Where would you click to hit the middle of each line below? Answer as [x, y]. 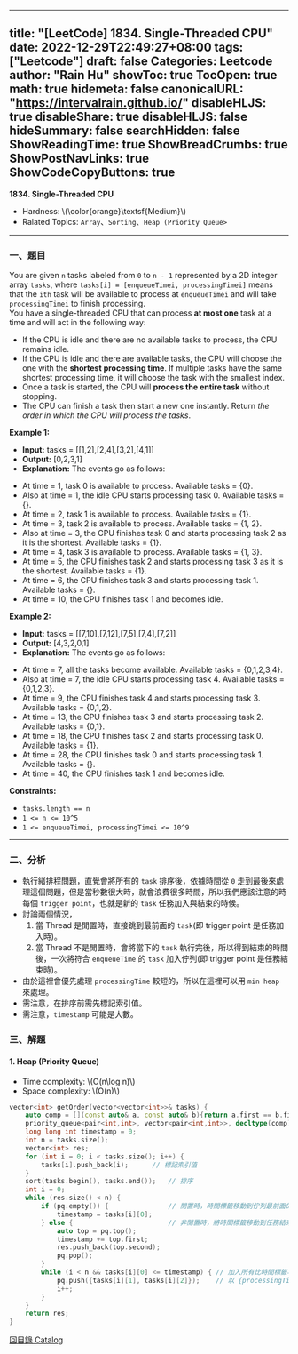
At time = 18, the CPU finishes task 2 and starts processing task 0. [143, 736]
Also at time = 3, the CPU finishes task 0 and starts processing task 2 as [154, 533]
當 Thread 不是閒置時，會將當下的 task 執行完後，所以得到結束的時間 [162, 948]
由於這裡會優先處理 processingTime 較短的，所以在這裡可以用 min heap [151, 981]
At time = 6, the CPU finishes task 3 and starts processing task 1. [140, 581]
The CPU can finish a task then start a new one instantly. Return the [145, 406]
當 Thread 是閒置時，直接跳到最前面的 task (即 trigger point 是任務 [156, 925]
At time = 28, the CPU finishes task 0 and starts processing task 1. [143, 755]
